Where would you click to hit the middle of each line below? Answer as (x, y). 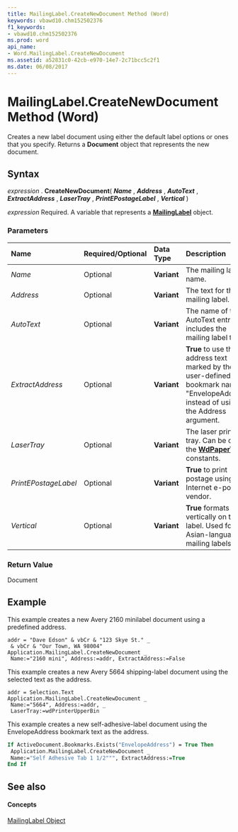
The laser (202, 432)
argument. (203, 420)
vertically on (206, 517)
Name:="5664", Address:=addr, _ (58, 705)
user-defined (209, 376)
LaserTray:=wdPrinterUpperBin (55, 711)
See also (27, 786)
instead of (203, 402)
